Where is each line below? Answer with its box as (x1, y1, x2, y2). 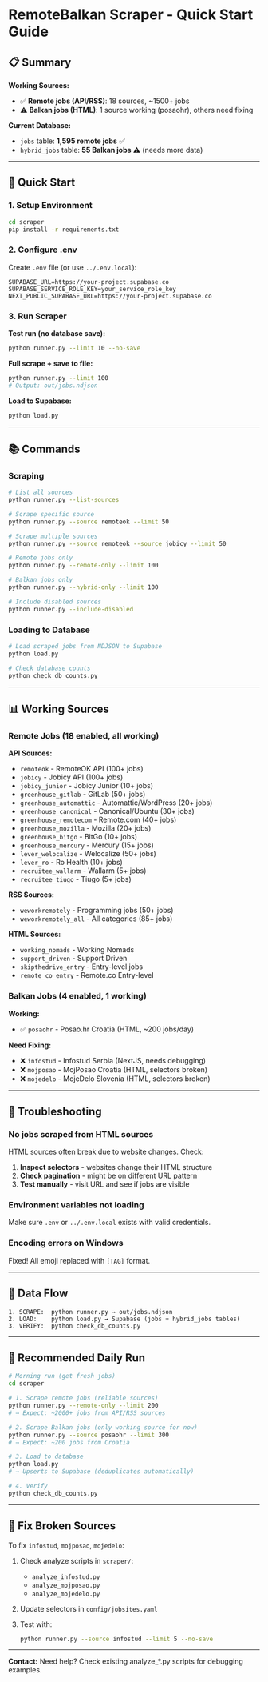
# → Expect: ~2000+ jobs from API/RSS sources (8, 1408, 166, 1417)
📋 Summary (8, 55, 72, 69)
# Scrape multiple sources (8, 532, 98, 540)
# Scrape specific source (8, 510, 94, 518)
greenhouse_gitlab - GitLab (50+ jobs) (19, 790, 146, 799)
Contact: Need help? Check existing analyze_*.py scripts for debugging (8, 1656, 243, 1666)
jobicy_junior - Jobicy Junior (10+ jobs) (19, 781, 154, 791)
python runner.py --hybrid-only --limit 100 (8, 583, 159, 591)
